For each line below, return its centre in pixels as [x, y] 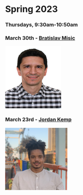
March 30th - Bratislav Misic [40, 38]
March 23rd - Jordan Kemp [39, 119]
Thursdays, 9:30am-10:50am [41, 25]
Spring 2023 [32, 9]
